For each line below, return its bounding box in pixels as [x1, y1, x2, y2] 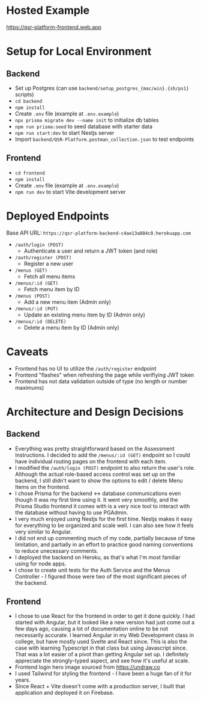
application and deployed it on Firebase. [14, 689, 115, 697]
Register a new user [23, 260, 74, 267]
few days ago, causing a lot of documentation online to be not [14, 625, 169, 632]
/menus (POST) [14, 293, 50, 299]
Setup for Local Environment [6, 45, 152, 58]
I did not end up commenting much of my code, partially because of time [14, 534, 196, 541]
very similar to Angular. [14, 528, 72, 535]
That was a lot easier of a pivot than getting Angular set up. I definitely [14, 651, 189, 658]
